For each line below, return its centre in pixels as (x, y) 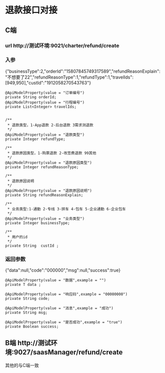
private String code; (28, 299)
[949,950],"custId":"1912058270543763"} (48, 83)
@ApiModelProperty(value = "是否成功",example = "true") (64, 322)
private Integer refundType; (35, 139)
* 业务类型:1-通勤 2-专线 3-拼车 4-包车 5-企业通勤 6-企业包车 (67, 209)
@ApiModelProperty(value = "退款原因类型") (48, 163)
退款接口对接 (32, 10)
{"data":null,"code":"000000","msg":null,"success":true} (63, 270)
